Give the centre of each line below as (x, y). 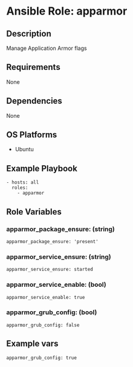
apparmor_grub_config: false (43, 325)
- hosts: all (23, 183)
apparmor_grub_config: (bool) (52, 312)
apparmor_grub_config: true (42, 358)
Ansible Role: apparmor (67, 11)
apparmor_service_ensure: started (50, 269)
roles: (20, 188)
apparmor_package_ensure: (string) (60, 229)
